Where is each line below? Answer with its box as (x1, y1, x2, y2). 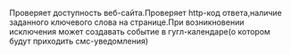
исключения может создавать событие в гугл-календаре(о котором (9, 27, 270, 36)
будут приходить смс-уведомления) (9, 35, 149, 46)
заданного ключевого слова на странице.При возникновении (9, 17, 245, 27)
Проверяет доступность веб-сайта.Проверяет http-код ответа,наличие (9, 8, 283, 18)
